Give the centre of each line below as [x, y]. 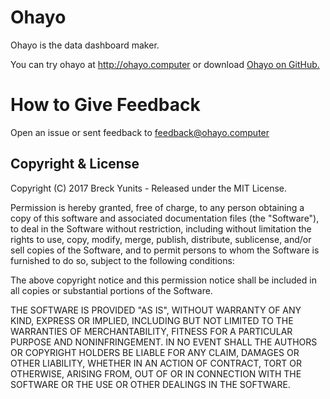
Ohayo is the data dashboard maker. [85, 45]
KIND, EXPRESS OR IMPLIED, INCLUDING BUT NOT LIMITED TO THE [152, 320]
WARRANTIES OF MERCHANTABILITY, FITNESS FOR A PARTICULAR [151, 331]
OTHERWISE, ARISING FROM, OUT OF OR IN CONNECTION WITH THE [156, 373]
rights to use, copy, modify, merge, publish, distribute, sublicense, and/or [161, 239]
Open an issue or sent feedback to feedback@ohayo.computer [140, 132]
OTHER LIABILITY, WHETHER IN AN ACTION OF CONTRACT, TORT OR [156, 363]
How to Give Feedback [105, 105]
